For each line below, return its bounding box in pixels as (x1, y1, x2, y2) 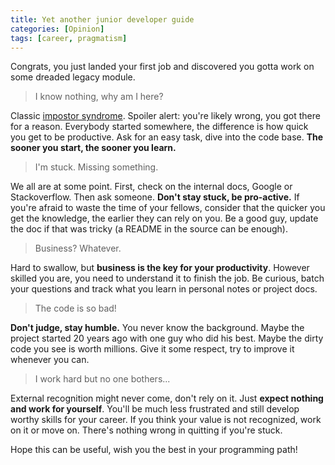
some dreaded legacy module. (10, 71, 136, 83)
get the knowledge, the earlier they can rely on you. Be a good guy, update (10, 212, 319, 225)
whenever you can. (10, 354, 90, 366)
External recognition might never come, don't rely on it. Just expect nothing (10, 392, 324, 405)
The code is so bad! (34, 302, 117, 315)
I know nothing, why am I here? (34, 91, 164, 103)
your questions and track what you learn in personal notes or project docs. (10, 283, 318, 295)
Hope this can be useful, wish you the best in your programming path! (10, 444, 298, 456)
